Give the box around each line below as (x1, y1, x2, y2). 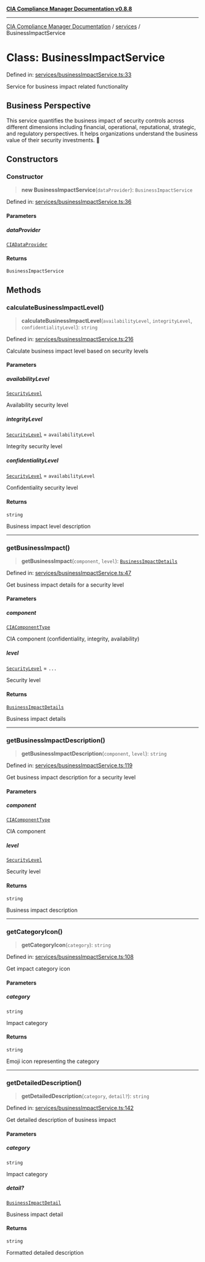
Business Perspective (6, 100, 91, 111)
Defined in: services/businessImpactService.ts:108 (6, 953, 134, 960)
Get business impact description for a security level (6, 773, 136, 781)
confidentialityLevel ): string (21, 323, 98, 331)
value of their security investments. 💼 (6, 136, 100, 143)
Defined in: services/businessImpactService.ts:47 (6, 569, 132, 576)
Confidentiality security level (6, 484, 78, 492)
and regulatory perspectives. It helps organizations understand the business (6, 130, 198, 137)
